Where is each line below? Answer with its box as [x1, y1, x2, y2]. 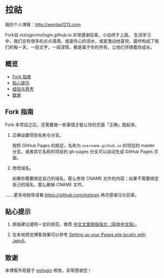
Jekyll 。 [12, 238, 29, 244]
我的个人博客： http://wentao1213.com [5, 21, 81, 27]
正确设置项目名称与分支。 [12, 132, 64, 138]
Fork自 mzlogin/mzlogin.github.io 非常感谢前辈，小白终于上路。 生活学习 [5, 32, 151, 38]
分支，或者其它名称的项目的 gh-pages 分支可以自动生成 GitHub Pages [12, 149, 153, 154]
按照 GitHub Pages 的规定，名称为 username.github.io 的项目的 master [12, 142, 155, 148]
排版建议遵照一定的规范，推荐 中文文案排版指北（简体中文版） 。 [12, 221, 140, 227]
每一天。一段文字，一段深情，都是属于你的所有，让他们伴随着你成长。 [13, 44, 155, 50]
